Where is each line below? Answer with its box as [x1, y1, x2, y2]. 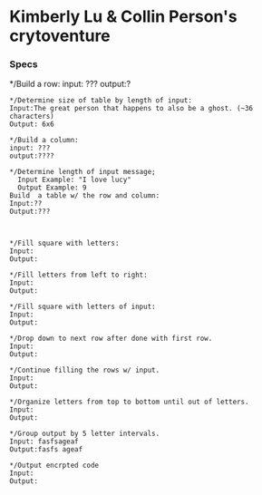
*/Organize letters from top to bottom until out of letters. [9, 397, 249, 407]
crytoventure [9, 25, 111, 46]
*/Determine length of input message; [9, 168, 156, 177]
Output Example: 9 [17, 183, 88, 192]
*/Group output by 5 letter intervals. [9, 429, 160, 439]
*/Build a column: [9, 136, 79, 145]
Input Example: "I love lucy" [17, 175, 131, 185]
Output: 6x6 [9, 120, 54, 129]
